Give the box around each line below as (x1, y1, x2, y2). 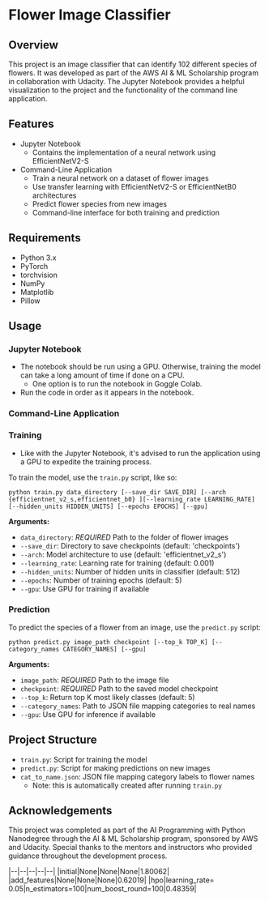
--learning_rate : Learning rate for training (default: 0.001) (19, 557, 215, 568)
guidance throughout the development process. (8, 851, 168, 860)
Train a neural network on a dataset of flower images (32, 173, 209, 183)
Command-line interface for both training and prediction (32, 207, 220, 217)
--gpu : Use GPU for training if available (19, 583, 150, 593)
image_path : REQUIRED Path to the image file (19, 675, 169, 685)
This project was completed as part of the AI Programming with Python (8, 825, 246, 835)
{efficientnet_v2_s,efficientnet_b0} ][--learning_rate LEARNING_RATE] (8, 495, 255, 503)
